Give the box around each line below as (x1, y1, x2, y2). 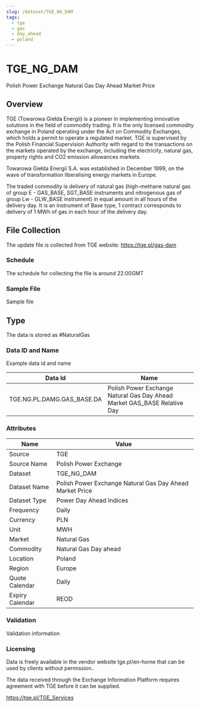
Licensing (6, 644, 36, 653)
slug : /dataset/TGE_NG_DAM (6, 8, 73, 15)
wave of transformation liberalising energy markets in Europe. (6, 171, 158, 178)
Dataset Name (9, 482, 49, 491)
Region (9, 564, 29, 572)
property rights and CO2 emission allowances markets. (6, 153, 141, 160)
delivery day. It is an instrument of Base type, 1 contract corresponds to (6, 201, 182, 209)
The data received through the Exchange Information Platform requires (6, 676, 180, 684)
